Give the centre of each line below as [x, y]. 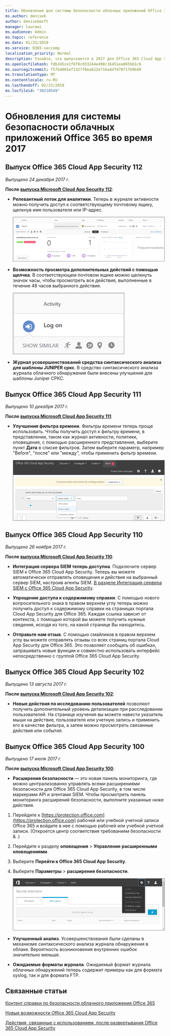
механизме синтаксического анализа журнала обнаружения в [80, 944]
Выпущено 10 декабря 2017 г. [37, 407]
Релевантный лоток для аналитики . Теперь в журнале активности [86, 199]
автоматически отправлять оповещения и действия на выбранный [85, 577]
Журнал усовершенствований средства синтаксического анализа [87, 362]
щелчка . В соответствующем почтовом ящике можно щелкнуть [82, 275]
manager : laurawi [24, 27]
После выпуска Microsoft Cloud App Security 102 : [60, 694]
